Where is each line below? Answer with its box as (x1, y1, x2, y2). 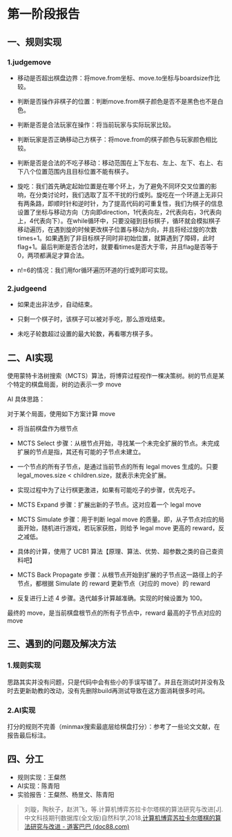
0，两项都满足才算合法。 (17, 251, 88, 260)
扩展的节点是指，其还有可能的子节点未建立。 (17, 447, 145, 456)
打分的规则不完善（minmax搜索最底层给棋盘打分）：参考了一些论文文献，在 (7, 722, 220, 730)
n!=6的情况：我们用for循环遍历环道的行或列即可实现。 (17, 266, 172, 274)
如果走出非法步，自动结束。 (17, 300, 97, 309)
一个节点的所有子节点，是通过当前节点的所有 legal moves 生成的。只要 (17, 462, 219, 471)
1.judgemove (7, 57, 52, 66)
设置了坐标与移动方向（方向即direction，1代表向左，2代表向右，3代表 (17, 208, 216, 216)
